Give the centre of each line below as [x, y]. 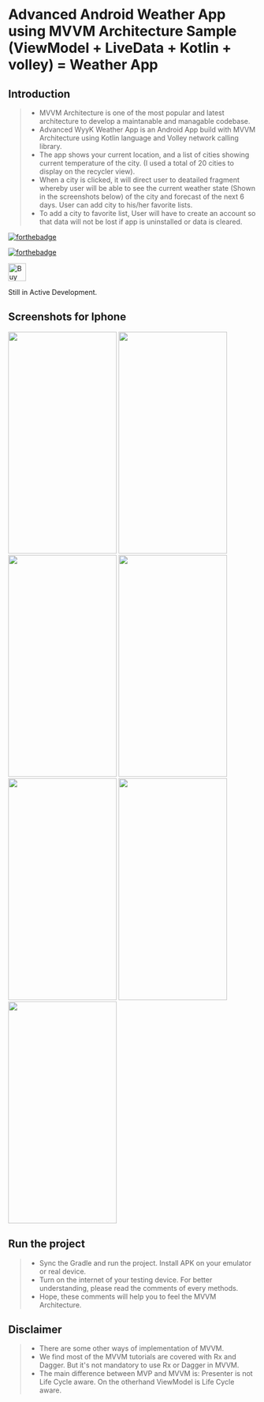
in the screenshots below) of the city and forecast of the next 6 [141, 196]
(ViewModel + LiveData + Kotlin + [120, 48]
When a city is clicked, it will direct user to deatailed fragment [139, 180]
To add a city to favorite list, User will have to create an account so [147, 213]
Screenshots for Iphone [67, 317]
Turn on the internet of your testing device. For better [126, 1280]
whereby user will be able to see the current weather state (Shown [147, 188]
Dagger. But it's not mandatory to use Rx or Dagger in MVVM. [139, 1365]
